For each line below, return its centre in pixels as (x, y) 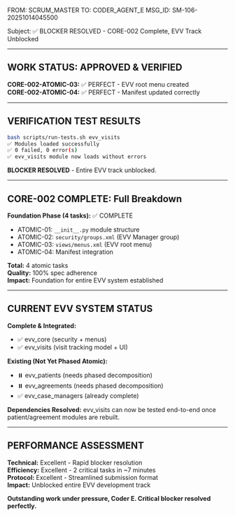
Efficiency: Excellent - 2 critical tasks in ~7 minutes (81, 470)
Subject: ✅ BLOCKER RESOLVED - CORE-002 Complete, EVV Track (105, 31)
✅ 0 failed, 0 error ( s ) (43, 150)
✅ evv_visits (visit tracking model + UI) (72, 347)
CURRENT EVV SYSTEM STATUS (80, 309)
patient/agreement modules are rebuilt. (64, 417)
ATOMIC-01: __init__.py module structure (78, 229)
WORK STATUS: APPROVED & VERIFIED (95, 68)
